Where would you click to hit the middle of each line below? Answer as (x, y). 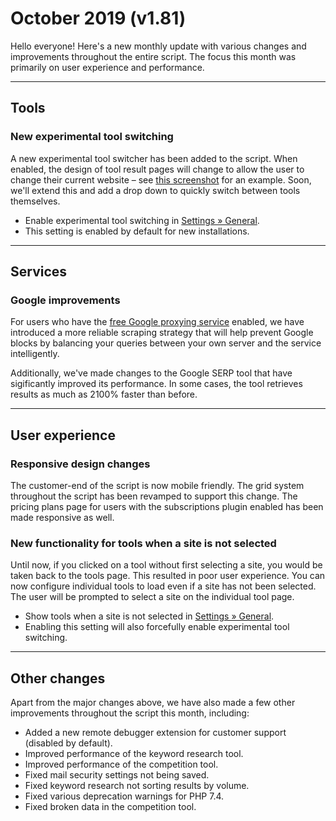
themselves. (35, 201)
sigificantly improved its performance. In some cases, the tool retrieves (156, 384)
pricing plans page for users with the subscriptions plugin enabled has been (167, 506)
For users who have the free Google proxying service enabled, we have (157, 322)
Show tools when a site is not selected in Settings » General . (149, 616)
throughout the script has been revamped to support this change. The (154, 496)
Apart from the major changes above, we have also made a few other (153, 703)
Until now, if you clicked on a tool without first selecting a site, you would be (166, 565)
